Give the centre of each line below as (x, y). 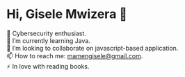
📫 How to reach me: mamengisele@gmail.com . (75, 55)
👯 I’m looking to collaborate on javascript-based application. (92, 48)
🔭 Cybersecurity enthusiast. (46, 33)
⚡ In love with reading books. (48, 66)
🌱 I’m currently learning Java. (49, 40)
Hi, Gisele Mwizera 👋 (67, 14)
